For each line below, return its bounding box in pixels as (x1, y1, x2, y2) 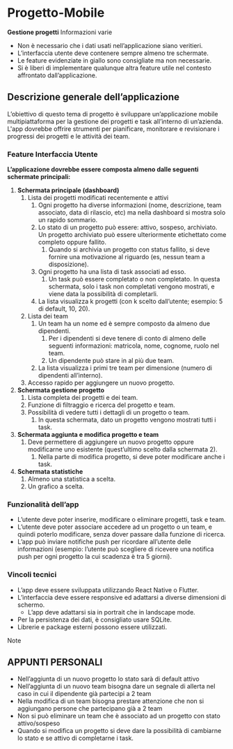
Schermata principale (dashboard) (17, 186, 120, 194)
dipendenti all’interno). (38, 371, 103, 380)
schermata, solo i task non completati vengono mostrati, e (48, 282, 216, 291)
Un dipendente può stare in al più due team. (48, 357, 175, 365)
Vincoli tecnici (7, 570, 57, 580)
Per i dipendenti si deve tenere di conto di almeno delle (48, 334, 207, 343)
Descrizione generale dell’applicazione (7, 91, 179, 103)
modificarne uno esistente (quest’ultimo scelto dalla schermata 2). (27, 445, 218, 454)
